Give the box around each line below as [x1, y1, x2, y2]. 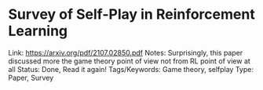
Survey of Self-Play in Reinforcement [8, 5, 255, 23]
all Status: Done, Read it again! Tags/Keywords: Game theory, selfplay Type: [8, 64, 254, 74]
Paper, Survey [8, 73, 54, 82]
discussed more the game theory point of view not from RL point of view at [8, 56, 251, 66]
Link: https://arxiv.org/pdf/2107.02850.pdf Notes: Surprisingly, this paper [8, 48, 243, 57]
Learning [8, 22, 68, 40]
